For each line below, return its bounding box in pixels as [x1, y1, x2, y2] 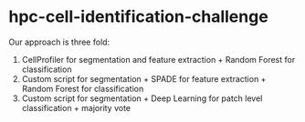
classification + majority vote [21, 102, 131, 113]
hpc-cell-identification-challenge [8, 6, 268, 27]
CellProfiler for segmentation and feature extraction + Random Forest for [21, 54, 296, 65]
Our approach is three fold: [8, 36, 110, 47]
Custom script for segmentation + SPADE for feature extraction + [21, 73, 267, 84]
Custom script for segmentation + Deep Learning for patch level [21, 93, 263, 104]
